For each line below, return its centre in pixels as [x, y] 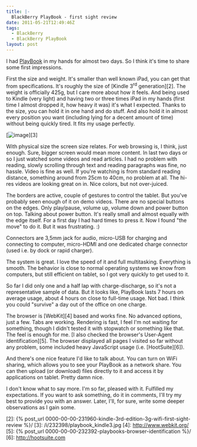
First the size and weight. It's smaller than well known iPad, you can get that [98, 79]
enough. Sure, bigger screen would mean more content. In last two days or [97, 152]
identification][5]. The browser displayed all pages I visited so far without [95, 341]
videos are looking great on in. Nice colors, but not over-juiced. [92, 184]
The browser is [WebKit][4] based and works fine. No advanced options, [94, 316]
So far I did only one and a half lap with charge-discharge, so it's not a [91, 285]
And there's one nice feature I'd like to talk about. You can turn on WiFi [92, 358]
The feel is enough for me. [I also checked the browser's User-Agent [89, 334]
